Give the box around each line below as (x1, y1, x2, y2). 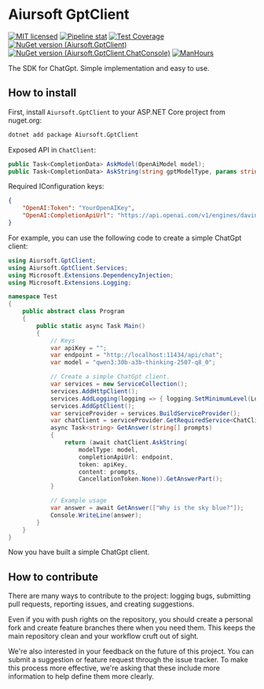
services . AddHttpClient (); (49, 387, 139, 395)
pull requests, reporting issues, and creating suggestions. (8, 599, 195, 609)
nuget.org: (8, 116, 42, 125)
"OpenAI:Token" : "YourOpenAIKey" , (22, 204, 135, 212)
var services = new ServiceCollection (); (49, 380, 189, 388)
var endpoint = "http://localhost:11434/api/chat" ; (49, 352, 223, 359)
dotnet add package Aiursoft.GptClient (8, 131, 139, 138)
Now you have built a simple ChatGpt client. (8, 547, 150, 557)
